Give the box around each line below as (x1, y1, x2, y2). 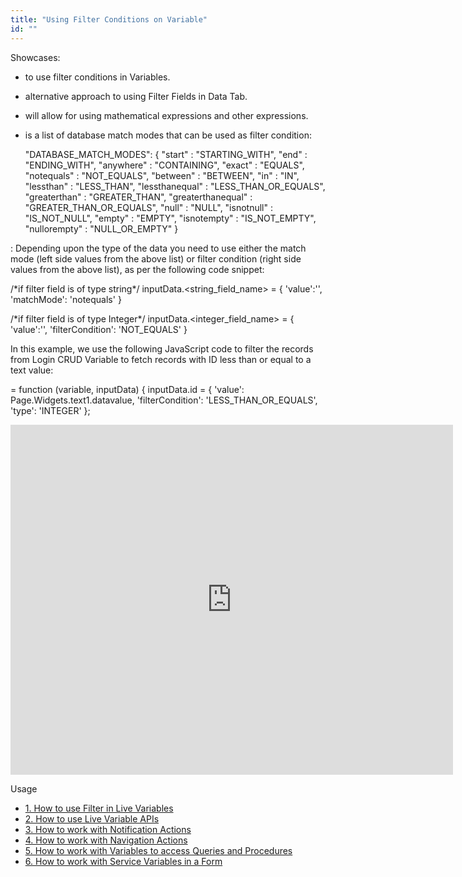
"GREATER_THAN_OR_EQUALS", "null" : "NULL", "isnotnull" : (24, 201, 273, 213)
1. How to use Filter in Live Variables (24, 802, 174, 814)
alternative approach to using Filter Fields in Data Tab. (24, 90, 248, 102)
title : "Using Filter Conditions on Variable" (10, 14, 208, 25)
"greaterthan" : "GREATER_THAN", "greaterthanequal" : (24, 191, 253, 203)
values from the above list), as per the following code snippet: (10, 263, 265, 275)
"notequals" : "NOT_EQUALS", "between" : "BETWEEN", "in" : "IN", (24, 169, 300, 181)
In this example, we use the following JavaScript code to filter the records (10, 342, 314, 355)
